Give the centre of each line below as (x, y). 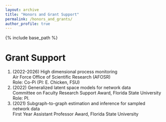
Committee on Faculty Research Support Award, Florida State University (87, 93)
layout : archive (22, 10)
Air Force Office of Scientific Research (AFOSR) (61, 77)
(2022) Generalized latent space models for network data (71, 88)
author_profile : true (28, 24)
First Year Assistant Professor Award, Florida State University (75, 114)
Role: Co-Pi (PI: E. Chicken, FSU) (46, 82)
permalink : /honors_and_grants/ (39, 19)
